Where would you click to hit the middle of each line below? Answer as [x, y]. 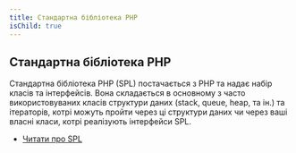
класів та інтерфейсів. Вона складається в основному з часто [127, 93]
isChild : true [36, 26]
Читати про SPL [52, 139]
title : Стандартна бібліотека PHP [74, 17]
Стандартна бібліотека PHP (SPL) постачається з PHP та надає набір [141, 84]
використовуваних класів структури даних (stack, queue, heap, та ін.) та [147, 103]
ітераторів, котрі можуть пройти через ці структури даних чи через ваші [148, 112]
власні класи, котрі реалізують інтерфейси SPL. [101, 122]
